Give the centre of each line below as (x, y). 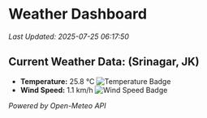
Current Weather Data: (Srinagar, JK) (104, 62)
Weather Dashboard (78, 14)
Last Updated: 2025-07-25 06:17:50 (69, 36)
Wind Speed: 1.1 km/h (56, 90)
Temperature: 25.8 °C (57, 81)
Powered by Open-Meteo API (58, 105)
